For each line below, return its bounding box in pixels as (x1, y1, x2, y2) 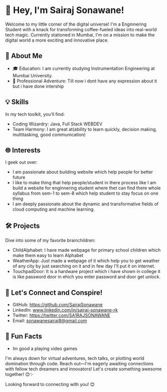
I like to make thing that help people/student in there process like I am (12, 180, 156, 186)
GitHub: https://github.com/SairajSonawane (12, 302, 103, 308)
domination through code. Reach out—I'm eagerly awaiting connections (5, 360, 154, 366)
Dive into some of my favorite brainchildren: (5, 237, 96, 243)
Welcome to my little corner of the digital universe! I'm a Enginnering (5, 21, 147, 27)
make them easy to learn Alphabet (12, 252, 84, 258)
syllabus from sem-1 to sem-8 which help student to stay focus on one (12, 190, 159, 196)
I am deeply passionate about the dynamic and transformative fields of (12, 201, 159, 207)
